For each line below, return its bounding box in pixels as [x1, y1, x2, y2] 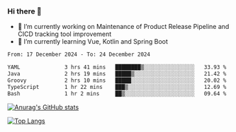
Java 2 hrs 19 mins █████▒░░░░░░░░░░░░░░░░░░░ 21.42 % [7, 71, 227, 78]
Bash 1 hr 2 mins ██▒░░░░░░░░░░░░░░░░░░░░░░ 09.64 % [7, 90, 227, 97]
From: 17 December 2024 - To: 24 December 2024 [7, 51, 151, 59]
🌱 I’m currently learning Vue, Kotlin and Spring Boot [17, 37, 169, 46]
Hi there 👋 [7, 6, 43, 16]
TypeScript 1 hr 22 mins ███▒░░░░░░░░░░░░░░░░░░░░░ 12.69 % [7, 83, 227, 90]
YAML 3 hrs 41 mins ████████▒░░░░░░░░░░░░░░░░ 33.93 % [7, 64, 227, 71]
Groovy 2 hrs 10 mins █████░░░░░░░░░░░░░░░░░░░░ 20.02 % [7, 77, 227, 84]
